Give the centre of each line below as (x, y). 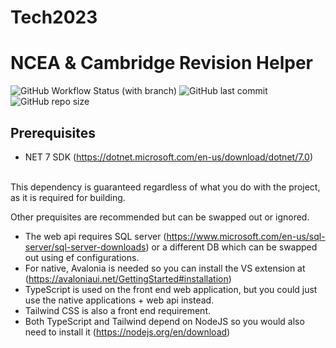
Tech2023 (54, 17)
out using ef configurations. (82, 257)
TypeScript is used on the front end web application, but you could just (171, 289)
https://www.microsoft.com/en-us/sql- (246, 236)
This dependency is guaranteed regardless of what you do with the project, (165, 187)
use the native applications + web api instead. (119, 300)
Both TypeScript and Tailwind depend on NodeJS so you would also (164, 321)
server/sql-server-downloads (85, 247)
